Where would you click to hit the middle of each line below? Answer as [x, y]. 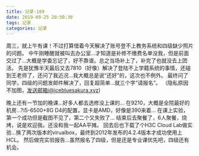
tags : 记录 [19, 23]
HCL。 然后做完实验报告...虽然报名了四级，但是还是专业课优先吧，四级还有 [98, 140]
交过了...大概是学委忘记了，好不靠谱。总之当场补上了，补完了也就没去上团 [97, 61]
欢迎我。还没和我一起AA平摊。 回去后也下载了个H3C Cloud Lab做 [107, 125]
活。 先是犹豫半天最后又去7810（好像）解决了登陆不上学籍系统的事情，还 [96, 68]
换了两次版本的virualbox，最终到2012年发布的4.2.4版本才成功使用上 [99, 133]
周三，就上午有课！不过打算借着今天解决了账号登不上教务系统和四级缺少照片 [100, 46]
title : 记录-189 [25, 12]
